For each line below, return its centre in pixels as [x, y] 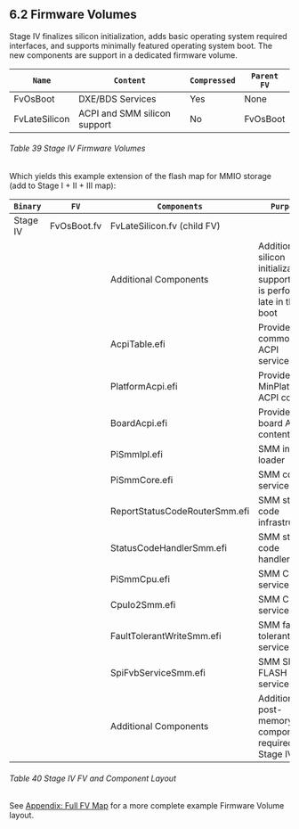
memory [275, 721]
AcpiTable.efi [138, 344]
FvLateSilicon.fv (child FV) [165, 226]
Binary [28, 207]
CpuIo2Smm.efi [143, 605]
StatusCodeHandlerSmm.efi [168, 548]
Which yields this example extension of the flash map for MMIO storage [140, 176]
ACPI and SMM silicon [125, 113]
